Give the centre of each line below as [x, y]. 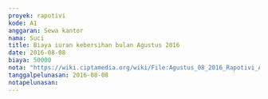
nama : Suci [26, 38]
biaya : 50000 [30, 61]
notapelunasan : [33, 82]
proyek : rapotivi [37, 16]
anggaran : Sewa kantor [46, 30]
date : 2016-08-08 [37, 53]
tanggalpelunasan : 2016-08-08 [59, 75]
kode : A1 [23, 23]
